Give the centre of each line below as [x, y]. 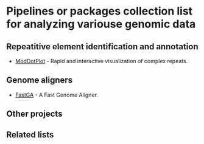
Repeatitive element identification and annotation [102, 46]
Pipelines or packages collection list [100, 11]
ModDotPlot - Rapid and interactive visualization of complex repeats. [101, 61]
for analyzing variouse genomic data [101, 24]
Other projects [34, 114]
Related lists [30, 135]
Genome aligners [40, 80]
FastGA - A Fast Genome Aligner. [57, 95]
